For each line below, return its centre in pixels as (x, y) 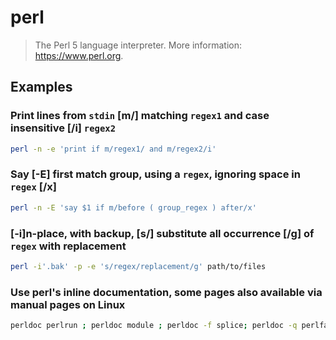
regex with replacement (68, 246)
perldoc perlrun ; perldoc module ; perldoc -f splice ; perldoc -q (154, 326)
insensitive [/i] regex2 (63, 128)
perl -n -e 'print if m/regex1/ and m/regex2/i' (113, 149)
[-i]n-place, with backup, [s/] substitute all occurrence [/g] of (162, 233)
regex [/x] (33, 187)
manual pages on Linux (68, 304)
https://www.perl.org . (79, 55)
